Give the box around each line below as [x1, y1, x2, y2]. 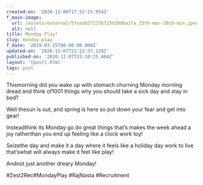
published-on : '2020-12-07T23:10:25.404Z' [6, 54, 115, 60]
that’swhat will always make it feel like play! [6, 148, 114, 155]
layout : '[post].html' [6, 59, 63, 65]
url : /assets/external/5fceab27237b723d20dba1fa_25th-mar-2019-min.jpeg [11, 20, 199, 26]
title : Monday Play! [6, 31, 59, 37]
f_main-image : [6, 14, 42, 20]
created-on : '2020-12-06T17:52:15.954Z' [6, 8, 110, 15]
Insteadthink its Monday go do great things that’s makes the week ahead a [6, 124, 192, 131]
